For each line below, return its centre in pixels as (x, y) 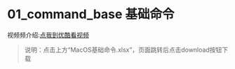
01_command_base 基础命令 (91, 14)
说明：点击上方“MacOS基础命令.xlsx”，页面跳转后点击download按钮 (123, 49)
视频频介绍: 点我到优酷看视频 (48, 35)
